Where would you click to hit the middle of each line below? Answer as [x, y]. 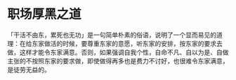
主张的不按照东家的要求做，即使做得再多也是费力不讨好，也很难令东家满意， [118, 61]
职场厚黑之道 [45, 14]
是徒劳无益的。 [29, 70]
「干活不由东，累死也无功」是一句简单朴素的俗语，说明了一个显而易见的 [112, 35]
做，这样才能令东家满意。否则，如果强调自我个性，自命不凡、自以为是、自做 [118, 52]
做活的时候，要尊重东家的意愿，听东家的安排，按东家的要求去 [133, 43]
